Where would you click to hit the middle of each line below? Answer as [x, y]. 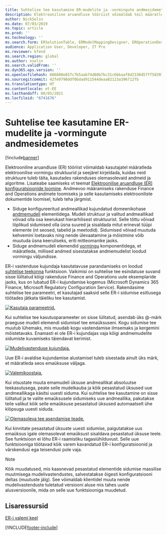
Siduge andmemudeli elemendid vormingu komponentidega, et [77, 246]
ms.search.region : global [32, 56]
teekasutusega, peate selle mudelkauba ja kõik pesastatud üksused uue [79, 388]
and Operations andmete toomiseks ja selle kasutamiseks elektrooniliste [79, 194]
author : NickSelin [24, 19]
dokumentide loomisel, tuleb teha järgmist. [49, 199]
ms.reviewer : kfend [25, 51]
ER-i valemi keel [22, 518]
